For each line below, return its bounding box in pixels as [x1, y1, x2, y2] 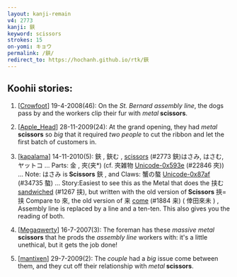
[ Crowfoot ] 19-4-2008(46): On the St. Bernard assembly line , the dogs [17, 101, 224, 110]
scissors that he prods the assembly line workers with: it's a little [17, 232, 208, 241]
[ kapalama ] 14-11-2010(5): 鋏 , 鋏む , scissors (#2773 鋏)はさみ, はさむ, [17, 152, 224, 160]
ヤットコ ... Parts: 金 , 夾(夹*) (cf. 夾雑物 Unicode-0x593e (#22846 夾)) [17, 160, 224, 170]
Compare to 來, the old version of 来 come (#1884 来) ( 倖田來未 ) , [25, 196, 219, 205]
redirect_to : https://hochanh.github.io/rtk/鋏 [7, 57, 149, 64]
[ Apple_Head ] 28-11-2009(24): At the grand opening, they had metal [17, 122, 218, 131]
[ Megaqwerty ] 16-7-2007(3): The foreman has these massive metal [17, 225, 214, 234]
